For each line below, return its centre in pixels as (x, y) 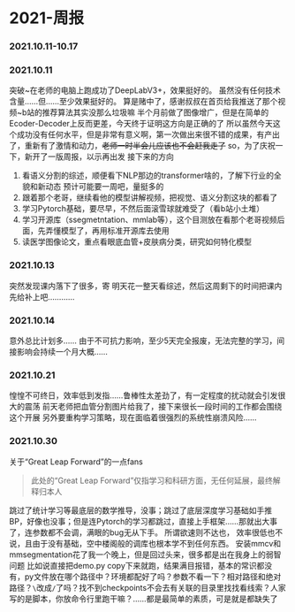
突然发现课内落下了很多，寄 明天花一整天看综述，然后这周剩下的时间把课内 (146, 286)
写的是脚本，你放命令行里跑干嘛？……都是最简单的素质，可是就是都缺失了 (144, 599)
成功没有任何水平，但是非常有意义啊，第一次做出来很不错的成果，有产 (144, 134)
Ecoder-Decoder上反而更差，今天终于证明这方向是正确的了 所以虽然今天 (141, 124)
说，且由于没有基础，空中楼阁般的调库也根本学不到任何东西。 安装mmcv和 (145, 543)
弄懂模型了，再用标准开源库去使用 (107, 231)
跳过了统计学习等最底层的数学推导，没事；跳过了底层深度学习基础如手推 (140, 510)
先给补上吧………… (42, 296)
